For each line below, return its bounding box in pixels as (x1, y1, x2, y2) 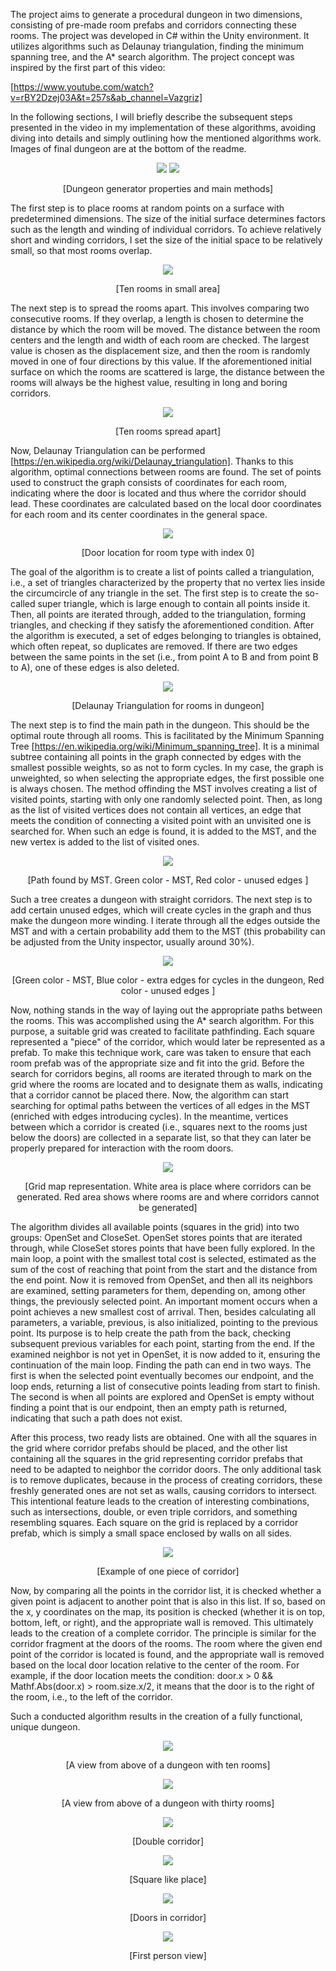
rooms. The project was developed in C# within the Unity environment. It (10, 30, 310, 41)
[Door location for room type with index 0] (81, 547, 255, 558)
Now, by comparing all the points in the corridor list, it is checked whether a (10, 1585, 322, 1596)
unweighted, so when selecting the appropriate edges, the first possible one (10, 772, 325, 784)
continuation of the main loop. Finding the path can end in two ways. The (10, 1359, 312, 1371)
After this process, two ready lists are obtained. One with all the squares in (10, 1432, 317, 1443)
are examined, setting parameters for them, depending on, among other (10, 1285, 306, 1296)
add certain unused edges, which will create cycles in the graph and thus (10, 904, 312, 916)
